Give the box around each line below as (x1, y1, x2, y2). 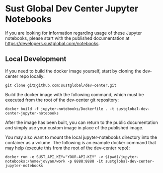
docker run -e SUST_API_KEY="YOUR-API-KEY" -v (5, 154, 103, 159)
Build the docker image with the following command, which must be (5, 91, 144, 97)
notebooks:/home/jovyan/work (5, 159, 66, 164)
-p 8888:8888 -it (67, 159, 103, 164)
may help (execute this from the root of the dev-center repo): (5, 145, 130, 151)
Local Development (5, 55, 67, 63)
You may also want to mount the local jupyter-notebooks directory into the (5, 134, 158, 140)
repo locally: (19, 73, 45, 79)
